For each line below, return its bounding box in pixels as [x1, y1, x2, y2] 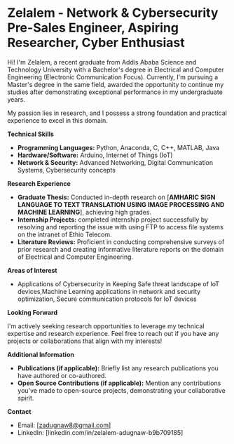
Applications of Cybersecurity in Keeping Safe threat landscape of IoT [17, 279, 219, 288]
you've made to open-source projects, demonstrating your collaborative [17, 386, 226, 394]
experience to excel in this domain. [7, 116, 108, 124]
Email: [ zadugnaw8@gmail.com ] [17, 421, 111, 429]
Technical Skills [7, 130, 55, 138]
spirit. [17, 393, 34, 402]
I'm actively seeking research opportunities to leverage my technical [7, 321, 205, 330]
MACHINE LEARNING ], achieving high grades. [17, 208, 152, 216]
